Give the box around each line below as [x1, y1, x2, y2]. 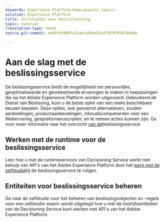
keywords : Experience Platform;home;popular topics [5, 7, 115, 13]
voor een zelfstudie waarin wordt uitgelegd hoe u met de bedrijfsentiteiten [5, 200, 158, 206]
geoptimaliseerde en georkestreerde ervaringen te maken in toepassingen [5, 89, 158, 95]
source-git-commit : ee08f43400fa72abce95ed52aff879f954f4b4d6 [5, 31, 137, 36]
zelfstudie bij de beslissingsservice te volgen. [5, 167, 97, 173]
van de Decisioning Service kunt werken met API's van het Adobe [5, 206, 141, 212]
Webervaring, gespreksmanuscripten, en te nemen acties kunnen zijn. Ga [5, 116, 156, 122]
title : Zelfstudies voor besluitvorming [5, 17, 91, 22]
